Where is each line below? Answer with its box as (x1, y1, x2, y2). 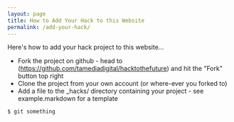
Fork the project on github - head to (17, 57, 123, 65)
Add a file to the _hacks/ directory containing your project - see (17, 87, 204, 96)
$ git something (7, 108, 55, 116)
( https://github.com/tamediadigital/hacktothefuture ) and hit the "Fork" (17, 65, 223, 73)
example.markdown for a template (17, 94, 119, 103)
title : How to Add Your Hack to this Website (7, 17, 144, 24)
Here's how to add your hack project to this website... (7, 43, 164, 52)
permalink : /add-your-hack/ (7, 23, 91, 30)
